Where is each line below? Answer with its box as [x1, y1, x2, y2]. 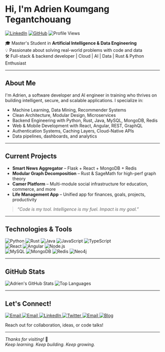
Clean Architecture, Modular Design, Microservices [12, 112, 116, 118]
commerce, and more [12, 186, 56, 192]
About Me [5, 79, 36, 87]
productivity [12, 196, 37, 203]
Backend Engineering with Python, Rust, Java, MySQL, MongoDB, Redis [12, 117, 158, 123]
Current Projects [5, 152, 57, 161]
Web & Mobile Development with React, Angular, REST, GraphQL [12, 122, 143, 129]
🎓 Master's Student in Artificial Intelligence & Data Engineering [5, 40, 137, 46]
